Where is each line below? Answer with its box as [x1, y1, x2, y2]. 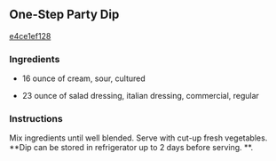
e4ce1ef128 [9, 30, 51, 41]
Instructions [9, 113, 64, 125]
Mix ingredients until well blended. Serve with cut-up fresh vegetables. [9, 133, 268, 143]
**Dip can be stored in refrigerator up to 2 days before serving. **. [9, 142, 254, 153]
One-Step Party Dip [9, 7, 120, 22]
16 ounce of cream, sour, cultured [21, 73, 146, 84]
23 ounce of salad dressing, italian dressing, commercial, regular [21, 91, 260, 101]
